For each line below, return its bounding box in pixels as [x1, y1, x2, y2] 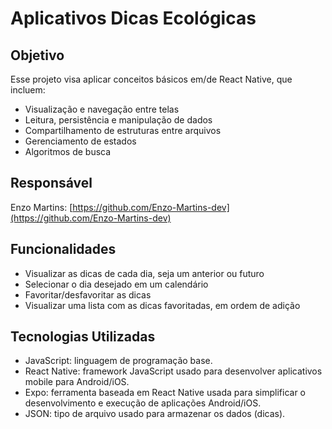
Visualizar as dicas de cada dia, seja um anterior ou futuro [24, 267, 265, 279]
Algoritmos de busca [24, 146, 112, 157]
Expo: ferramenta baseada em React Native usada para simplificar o [24, 387, 307, 399]
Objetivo [10, 47, 65, 64]
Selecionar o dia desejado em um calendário [24, 278, 209, 290]
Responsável [10, 175, 93, 192]
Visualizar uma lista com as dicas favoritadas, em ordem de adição [24, 299, 301, 311]
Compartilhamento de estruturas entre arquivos [24, 125, 222, 136]
